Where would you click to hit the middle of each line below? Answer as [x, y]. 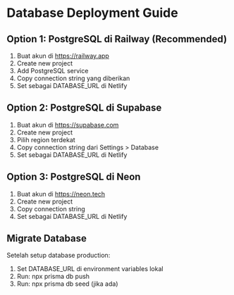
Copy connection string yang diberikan [73, 78]
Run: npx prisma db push [53, 277]
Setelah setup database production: [58, 256]
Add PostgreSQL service [53, 71]
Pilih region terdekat [46, 139]
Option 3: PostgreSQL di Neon [74, 177]
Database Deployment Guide [92, 13]
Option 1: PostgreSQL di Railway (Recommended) [117, 39]
